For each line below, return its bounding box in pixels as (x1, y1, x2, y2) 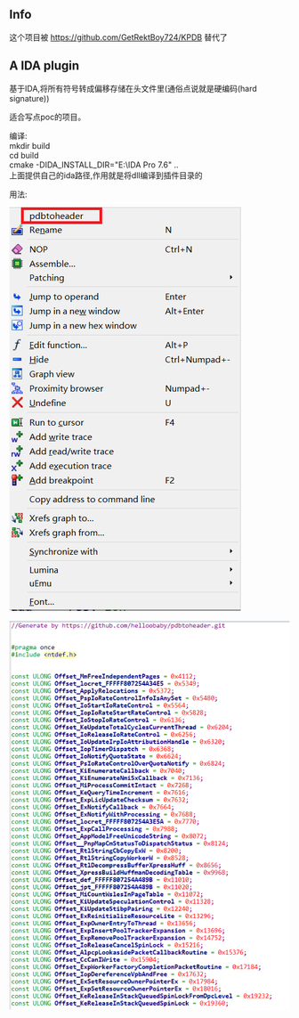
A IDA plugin (9, 58, 80, 74)
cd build (9, 150, 39, 160)
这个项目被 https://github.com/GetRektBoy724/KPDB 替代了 (9, 31, 229, 43)
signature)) (9, 93, 50, 103)
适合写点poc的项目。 (9, 111, 86, 122)
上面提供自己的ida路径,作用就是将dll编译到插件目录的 (9, 169, 203, 181)
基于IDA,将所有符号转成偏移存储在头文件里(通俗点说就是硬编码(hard (9, 83, 258, 94)
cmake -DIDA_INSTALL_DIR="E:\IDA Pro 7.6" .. (9, 159, 179, 170)
